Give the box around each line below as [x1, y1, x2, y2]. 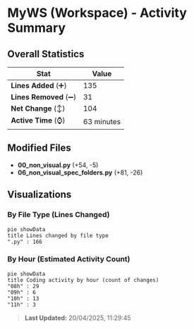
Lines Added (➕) [11, 81, 67, 90]
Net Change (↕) [11, 104, 66, 113]
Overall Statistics [7, 48, 85, 60]
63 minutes [83, 116, 121, 126]
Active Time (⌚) [11, 116, 66, 125]
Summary [7, 20, 66, 36]
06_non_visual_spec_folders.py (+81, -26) [17, 168, 143, 177]
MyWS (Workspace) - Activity [7, 5, 187, 21]
